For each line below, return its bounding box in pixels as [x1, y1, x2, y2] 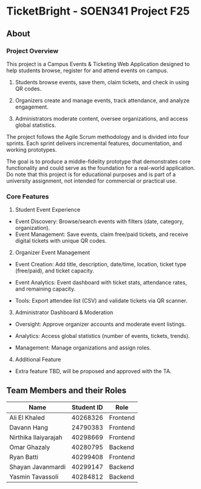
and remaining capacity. [15, 285, 76, 292]
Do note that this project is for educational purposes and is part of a [6, 170, 176, 178]
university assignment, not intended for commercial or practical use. [6, 177, 177, 184]
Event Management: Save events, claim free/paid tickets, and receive [15, 231, 188, 238]
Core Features [6, 192, 49, 201]
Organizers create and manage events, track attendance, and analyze [15, 96, 190, 104]
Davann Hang [9, 423, 49, 431]
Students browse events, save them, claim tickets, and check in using [15, 78, 189, 86]
